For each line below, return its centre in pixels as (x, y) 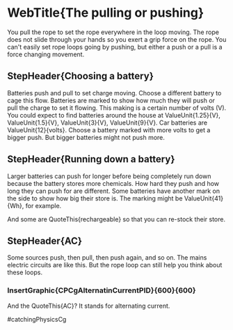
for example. (43, 205)
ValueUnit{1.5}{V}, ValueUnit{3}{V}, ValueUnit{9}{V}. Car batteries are (107, 123)
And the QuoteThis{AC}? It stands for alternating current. (89, 306)
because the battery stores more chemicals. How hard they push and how (113, 183)
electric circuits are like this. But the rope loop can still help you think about (115, 265)
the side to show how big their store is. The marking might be (95, 198)
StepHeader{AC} (45, 241)
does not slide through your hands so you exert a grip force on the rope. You (117, 39)
